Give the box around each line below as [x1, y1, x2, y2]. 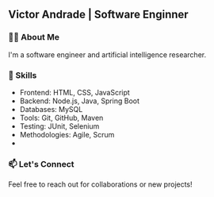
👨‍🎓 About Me [8, 32, 59, 43]
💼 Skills [8, 69, 37, 80]
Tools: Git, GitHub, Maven [19, 113, 104, 122]
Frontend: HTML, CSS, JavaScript [19, 87, 131, 97]
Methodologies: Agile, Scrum [19, 129, 115, 139]
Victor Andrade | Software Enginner [8, 8, 189, 21]
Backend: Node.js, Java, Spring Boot [19, 96, 140, 106]
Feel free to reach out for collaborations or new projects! [8, 180, 193, 189]
